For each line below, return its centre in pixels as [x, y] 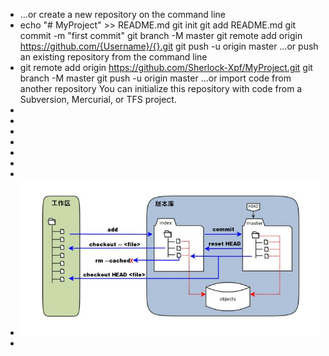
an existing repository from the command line [113, 57]
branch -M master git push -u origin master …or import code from [155, 78]
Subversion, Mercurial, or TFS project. [98, 99]
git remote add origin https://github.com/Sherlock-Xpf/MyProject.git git [166, 67]
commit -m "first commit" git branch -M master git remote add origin [161, 35]
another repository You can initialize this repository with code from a [161, 88]
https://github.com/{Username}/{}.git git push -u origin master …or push [169, 46]
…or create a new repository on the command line [123, 14]
